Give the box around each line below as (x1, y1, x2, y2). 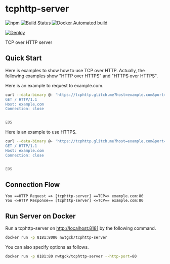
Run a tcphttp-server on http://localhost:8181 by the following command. (5, 225, 156, 231)
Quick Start (5, 54, 42, 63)
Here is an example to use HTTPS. (5, 129, 77, 135)
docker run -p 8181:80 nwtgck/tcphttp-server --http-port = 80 (5, 254, 137, 259)
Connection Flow (5, 180, 60, 189)
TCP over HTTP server (5, 39, 53, 45)
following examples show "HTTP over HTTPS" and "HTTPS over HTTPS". (5, 73, 158, 79)
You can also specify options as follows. (5, 244, 89, 250)
